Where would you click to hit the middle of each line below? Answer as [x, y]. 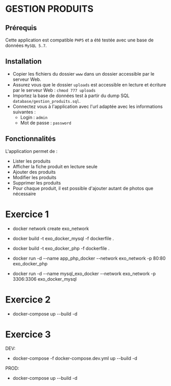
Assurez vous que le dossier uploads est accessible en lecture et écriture [89, 84]
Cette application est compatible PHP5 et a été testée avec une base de [80, 40]
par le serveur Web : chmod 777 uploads [54, 90]
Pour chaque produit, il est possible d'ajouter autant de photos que [83, 188]
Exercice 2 [28, 299]
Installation [23, 62]
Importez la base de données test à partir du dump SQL [71, 96]
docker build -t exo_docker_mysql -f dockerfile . [63, 238]
